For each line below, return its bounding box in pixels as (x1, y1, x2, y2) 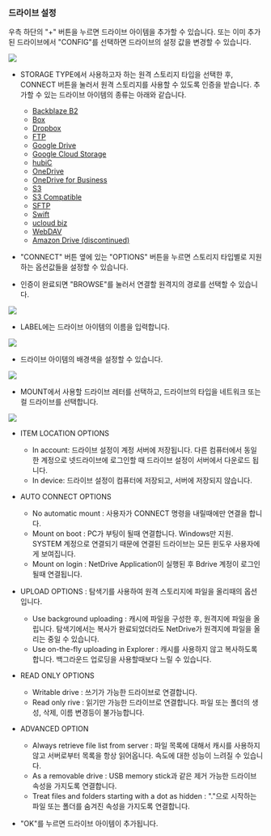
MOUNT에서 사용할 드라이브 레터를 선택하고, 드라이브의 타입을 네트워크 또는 (19, 387, 261, 397)
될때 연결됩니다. (32, 569, 83, 579)
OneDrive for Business (32, 175, 108, 185)
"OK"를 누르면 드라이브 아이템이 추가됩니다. (19, 819, 159, 829)
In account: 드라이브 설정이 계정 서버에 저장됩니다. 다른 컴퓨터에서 (32, 445, 243, 455)
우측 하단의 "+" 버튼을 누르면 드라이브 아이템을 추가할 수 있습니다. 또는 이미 (8, 27, 246, 37)
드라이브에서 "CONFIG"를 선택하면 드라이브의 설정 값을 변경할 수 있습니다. (16, 37, 252, 47)
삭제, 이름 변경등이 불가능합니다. (43, 708, 145, 718)
